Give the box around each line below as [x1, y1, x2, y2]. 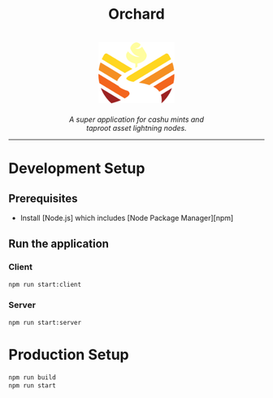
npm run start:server [8, 318, 82, 327]
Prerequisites [8, 192, 78, 205]
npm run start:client [8, 280, 82, 288]
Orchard [108, 5, 165, 24]
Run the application [8, 236, 110, 250]
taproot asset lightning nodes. [86, 123, 187, 133]
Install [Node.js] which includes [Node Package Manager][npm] [19, 213, 234, 223]
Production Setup [8, 346, 130, 364]
